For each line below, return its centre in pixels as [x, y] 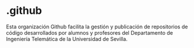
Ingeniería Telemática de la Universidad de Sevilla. [67, 39]
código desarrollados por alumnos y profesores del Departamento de [90, 32]
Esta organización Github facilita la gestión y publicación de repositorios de [97, 27]
